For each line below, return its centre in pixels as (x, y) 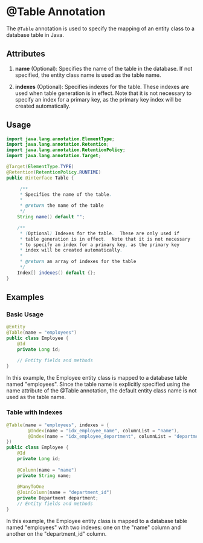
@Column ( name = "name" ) (47, 470)
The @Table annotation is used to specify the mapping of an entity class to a (101, 28)
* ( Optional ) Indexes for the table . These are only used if (100, 233)
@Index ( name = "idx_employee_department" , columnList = (100, 436)
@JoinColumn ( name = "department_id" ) (65, 493)
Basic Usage (25, 314)
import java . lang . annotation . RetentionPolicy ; (66, 150)
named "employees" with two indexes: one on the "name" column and (94, 527)
